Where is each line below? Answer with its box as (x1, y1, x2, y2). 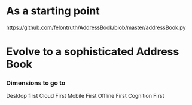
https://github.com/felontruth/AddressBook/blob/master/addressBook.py (6, 24, 186, 31)
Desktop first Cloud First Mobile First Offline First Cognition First (6, 92, 164, 100)
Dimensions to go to (6, 79, 66, 87)
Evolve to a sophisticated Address (6, 45, 179, 58)
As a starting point (6, 4, 100, 18)
